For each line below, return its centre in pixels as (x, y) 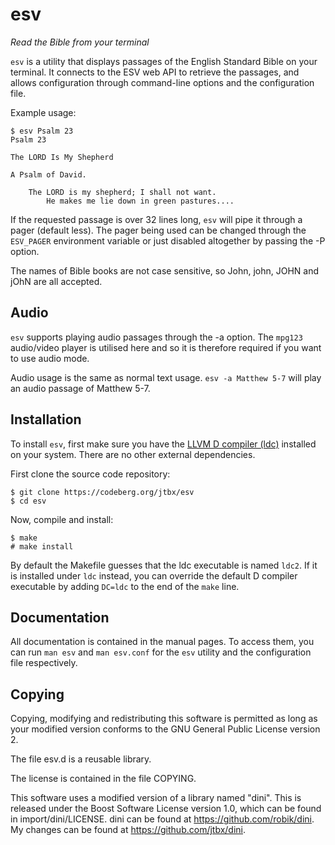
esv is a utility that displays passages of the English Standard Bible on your (164, 61)
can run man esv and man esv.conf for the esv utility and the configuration (161, 652)
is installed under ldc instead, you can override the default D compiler (154, 575)
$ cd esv (28, 501)
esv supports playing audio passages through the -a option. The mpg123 (156, 337)
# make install (42, 546)
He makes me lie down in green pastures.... (140, 201)
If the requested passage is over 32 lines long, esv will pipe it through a (156, 219)
